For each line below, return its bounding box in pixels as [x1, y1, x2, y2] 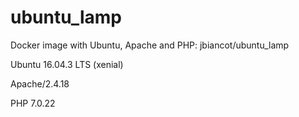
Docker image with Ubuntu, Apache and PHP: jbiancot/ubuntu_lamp [10, 39, 290, 51]
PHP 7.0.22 [10, 97, 56, 109]
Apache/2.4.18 [10, 77, 70, 90]
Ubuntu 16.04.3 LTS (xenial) [10, 58, 124, 70]
